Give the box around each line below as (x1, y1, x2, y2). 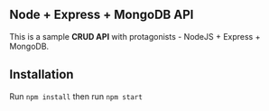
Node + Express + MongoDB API (9, 7, 194, 23)
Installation (9, 67, 74, 82)
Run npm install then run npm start (9, 90, 143, 102)
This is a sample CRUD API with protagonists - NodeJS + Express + (9, 31, 261, 42)
